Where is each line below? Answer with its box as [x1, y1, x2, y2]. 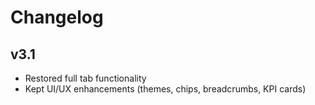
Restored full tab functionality [24, 72, 147, 84]
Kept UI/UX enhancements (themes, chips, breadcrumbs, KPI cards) [24, 83, 307, 95]
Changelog [10, 6, 104, 29]
